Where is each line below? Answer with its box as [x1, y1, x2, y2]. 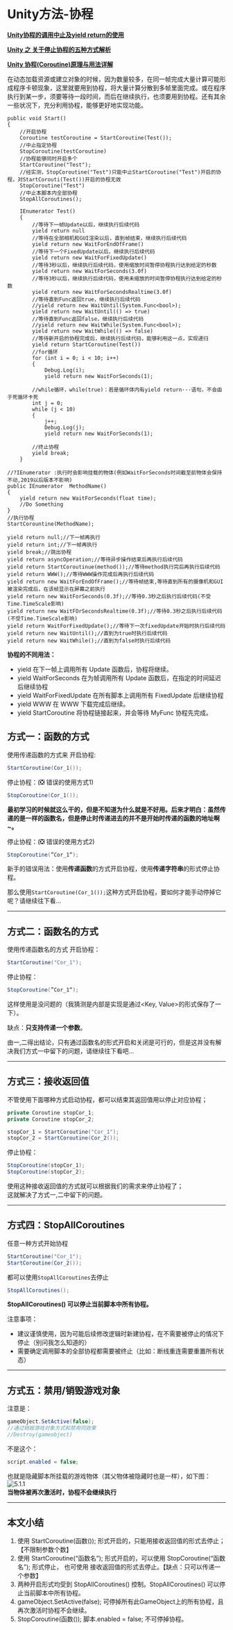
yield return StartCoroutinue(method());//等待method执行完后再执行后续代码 [7, 563, 221, 570]
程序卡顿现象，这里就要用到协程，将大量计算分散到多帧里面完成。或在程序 [12, 83, 226, 92]
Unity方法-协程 [7, 6, 94, 22]
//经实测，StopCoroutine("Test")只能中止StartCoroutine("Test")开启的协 [19, 168, 222, 176]
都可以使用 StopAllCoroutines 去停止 [7, 1273, 109, 1281]
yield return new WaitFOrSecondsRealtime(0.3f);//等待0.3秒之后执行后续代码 [7, 607, 223, 615]
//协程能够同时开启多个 [19, 155, 78, 162]
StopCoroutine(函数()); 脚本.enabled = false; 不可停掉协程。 [17, 1615, 188, 1623]
